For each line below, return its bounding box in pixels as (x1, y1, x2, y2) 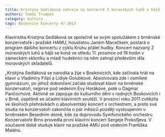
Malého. (5, 127, 22, 133)
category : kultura (5, 16, 43, 21)
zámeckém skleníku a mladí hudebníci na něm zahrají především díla (5, 55, 145, 61)
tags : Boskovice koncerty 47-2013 (5, 21, 77, 26)
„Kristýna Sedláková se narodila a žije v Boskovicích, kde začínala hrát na (5, 70, 155, 76)
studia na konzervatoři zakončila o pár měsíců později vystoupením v (5, 107, 146, 112)
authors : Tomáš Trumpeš (5, 12, 54, 17)
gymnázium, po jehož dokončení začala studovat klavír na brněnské (5, 81, 143, 86)
